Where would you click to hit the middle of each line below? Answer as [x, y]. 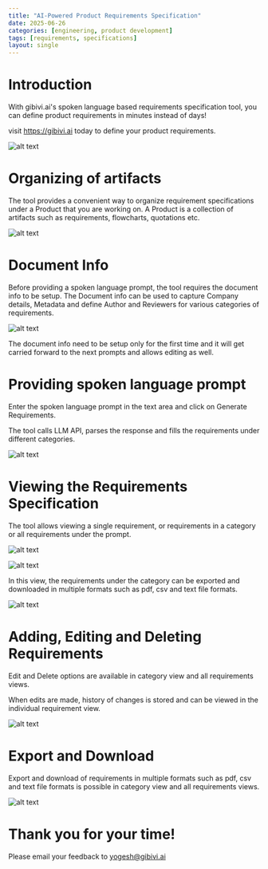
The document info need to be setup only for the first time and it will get [126, 343]
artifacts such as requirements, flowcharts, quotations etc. [104, 217]
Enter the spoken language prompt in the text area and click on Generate [128, 406]
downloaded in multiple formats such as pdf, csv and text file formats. [123, 589]
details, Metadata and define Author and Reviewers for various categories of [134, 304]
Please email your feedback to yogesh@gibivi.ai [87, 856]
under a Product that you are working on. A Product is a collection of [121, 209]
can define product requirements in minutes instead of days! [108, 116]
